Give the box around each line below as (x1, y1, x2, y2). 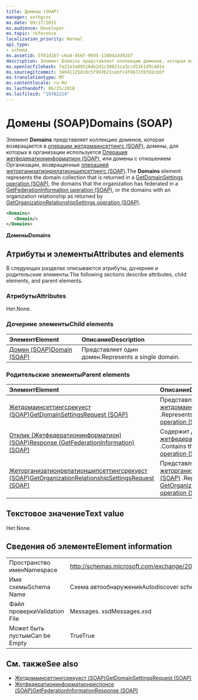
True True (70, 631, 95, 640)
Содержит (160, 428, 190, 436)
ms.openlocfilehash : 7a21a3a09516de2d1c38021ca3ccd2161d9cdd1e (6, 63, 165, 70)
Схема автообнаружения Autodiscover (70, 582, 179, 591)
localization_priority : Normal (6, 36, 83, 42)
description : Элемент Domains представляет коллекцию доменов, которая (6, 58, 186, 64)
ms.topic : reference (6, 31, 57, 37)
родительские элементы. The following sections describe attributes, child (6, 271, 187, 278)
